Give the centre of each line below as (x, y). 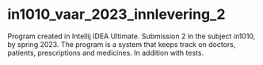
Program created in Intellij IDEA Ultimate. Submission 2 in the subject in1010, (131, 36)
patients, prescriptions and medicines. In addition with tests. (105, 52)
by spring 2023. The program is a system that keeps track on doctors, (122, 44)
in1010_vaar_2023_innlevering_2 (116, 14)
